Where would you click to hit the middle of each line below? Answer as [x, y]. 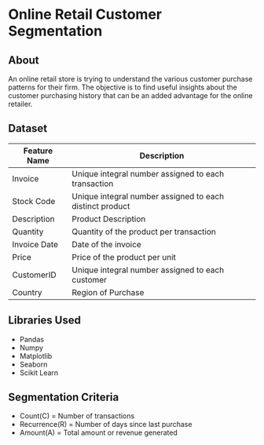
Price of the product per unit [124, 257]
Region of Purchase [108, 292]
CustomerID [34, 275]
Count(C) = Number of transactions [77, 416]
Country [27, 292]
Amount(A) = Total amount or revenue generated [99, 432]
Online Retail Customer [85, 15]
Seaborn [33, 364]
